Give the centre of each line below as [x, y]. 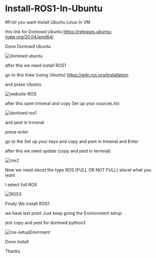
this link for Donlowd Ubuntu [34, 31]
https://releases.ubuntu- [88, 31]
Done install [17, 241]
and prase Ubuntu [23, 84]
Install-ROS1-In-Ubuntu [54, 9]
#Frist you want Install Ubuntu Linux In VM [48, 22]
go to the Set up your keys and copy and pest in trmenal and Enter [72, 141]
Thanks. [13, 251]
